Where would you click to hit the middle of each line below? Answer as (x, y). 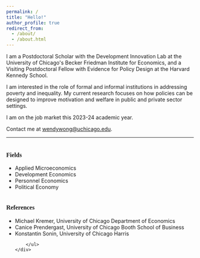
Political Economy (37, 187)
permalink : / (22, 12)
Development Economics (45, 175)
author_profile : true (33, 23)
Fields (14, 155)
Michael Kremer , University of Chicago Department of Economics (95, 220)
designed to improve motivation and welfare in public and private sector (94, 100)
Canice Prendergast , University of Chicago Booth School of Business (99, 227)
